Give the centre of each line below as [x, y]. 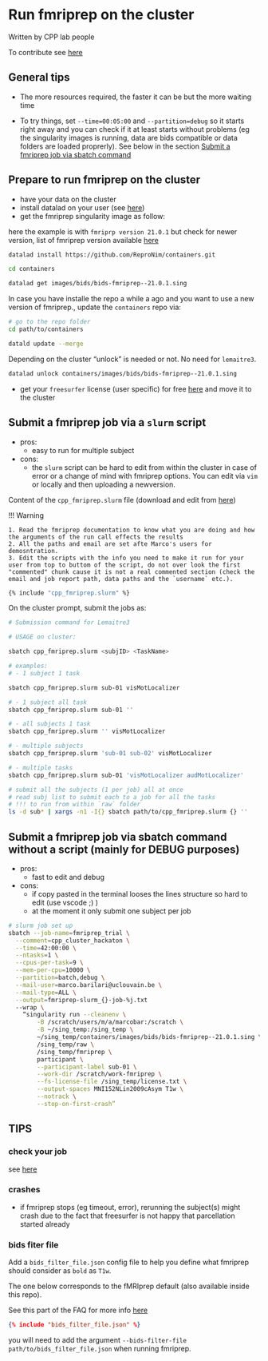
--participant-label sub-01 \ [87, 1067]
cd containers [32, 269]
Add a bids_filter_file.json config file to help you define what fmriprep [129, 1262]
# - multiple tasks [41, 768]
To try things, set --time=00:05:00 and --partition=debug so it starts [132, 121]
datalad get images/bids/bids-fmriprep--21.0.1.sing [98, 284]
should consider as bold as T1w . [60, 1271]
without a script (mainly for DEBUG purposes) [124, 849]
